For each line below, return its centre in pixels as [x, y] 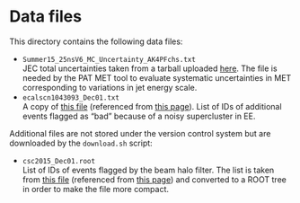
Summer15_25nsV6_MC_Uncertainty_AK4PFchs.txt [109, 59]
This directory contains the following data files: [96, 41]
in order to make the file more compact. [95, 189]
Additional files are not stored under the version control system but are [140, 133]
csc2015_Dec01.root [59, 161]
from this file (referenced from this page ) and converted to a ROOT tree [154, 179]
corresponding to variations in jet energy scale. [110, 87]
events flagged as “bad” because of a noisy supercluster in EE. [139, 116]
